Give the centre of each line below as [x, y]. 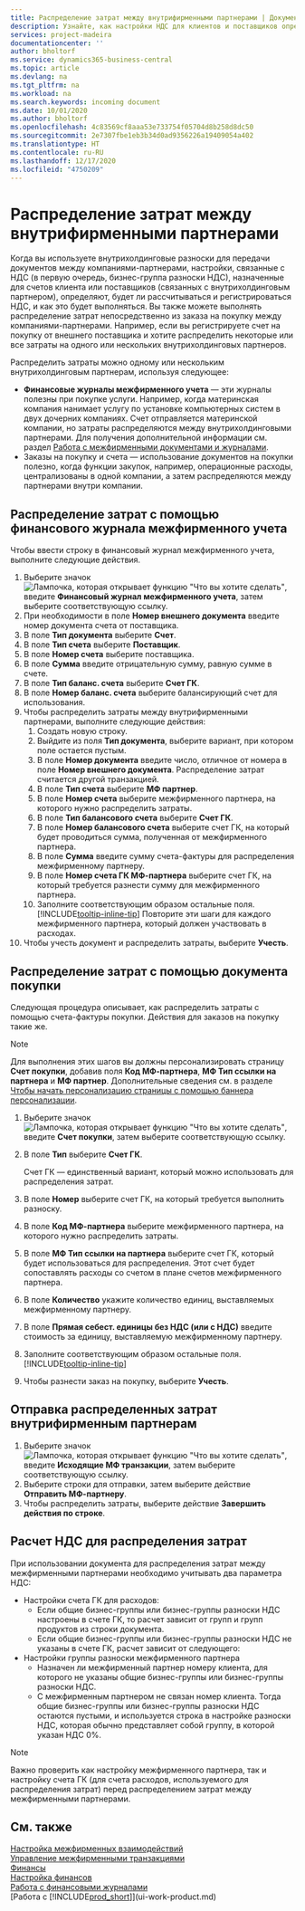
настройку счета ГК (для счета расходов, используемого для [129, 1779]
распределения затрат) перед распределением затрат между [131, 1789]
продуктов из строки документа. [100, 1629]
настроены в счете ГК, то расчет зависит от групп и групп [150, 1619]
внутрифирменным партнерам [104, 1424]
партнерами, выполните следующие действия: [114, 721]
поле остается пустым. [81, 750]
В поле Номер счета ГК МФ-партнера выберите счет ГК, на [154, 875]
